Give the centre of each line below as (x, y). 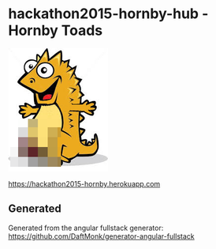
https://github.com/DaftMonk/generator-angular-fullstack (101, 236)
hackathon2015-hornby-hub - (108, 14)
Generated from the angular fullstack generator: (86, 228)
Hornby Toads (56, 30)
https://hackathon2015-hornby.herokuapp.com (84, 183)
